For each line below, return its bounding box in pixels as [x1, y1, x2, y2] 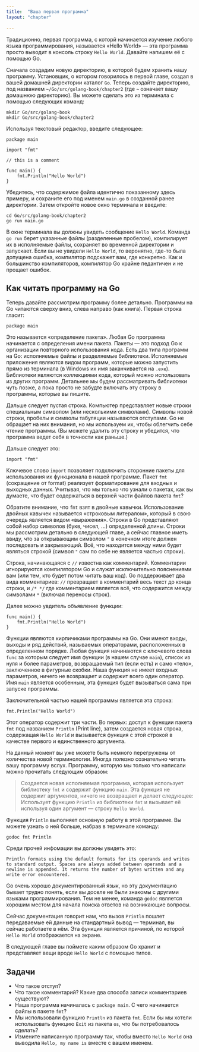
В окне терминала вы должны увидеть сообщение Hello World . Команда [6, 228, 191, 235]
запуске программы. [6, 685, 59, 692]
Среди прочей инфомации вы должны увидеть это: [6, 845, 137, 852]
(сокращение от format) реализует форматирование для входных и [6, 480, 177, 487]
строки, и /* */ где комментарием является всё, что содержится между [6, 585, 192, 592]
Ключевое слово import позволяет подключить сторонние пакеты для [6, 467, 185, 474]
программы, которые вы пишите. [6, 390, 91, 398]
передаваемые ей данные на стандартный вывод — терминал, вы [6, 919, 175, 926]
